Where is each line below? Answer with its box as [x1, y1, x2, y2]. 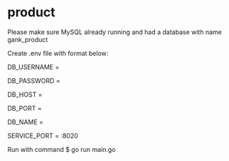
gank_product [7, 35, 48, 43]
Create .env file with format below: [7, 49, 109, 57]
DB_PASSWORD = [7, 76, 60, 85]
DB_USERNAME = [7, 62, 60, 71]
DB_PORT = [7, 104, 43, 112]
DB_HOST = [7, 90, 43, 99]
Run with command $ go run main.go [7, 145, 116, 153]
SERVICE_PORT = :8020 [7, 131, 78, 140]
